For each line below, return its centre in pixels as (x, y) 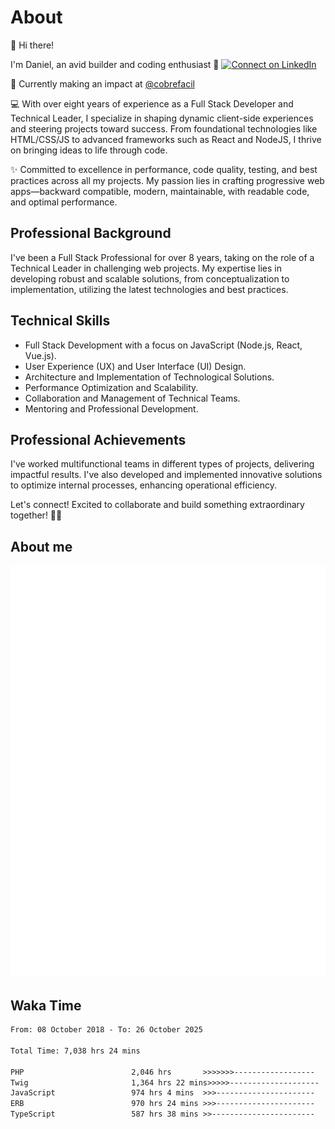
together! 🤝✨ (36, 515)
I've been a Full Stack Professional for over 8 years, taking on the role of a (162, 257)
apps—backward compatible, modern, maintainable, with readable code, (160, 191)
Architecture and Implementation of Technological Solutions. (149, 377)
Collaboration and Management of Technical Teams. (132, 398)
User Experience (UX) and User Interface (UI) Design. (135, 366)
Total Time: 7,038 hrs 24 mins (75, 1051)
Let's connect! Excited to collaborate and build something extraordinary (157, 505)
